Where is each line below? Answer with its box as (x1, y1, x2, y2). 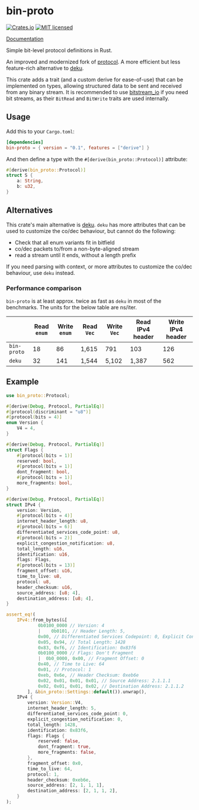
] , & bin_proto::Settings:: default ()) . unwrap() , (27, 689, 147, 694)
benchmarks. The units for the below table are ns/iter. (6, 303, 137, 310)
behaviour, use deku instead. (6, 269, 75, 276)
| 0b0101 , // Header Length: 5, (37, 628, 126, 634)
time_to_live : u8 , (17, 574, 62, 580)
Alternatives (6, 206, 53, 216)
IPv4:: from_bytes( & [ (17, 617, 68, 623)
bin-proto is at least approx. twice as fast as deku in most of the (6, 297, 162, 305)
